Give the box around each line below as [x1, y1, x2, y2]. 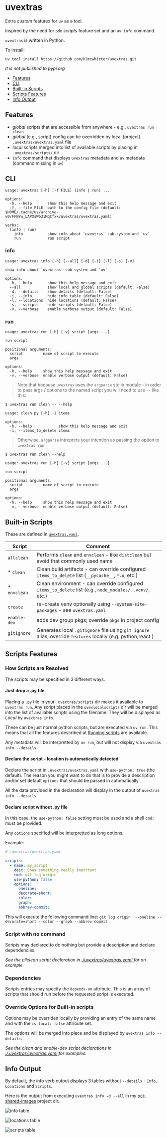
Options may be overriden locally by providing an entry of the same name [5, 1015, 156, 1021]
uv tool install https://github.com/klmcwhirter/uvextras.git [5, 56, 137, 61]
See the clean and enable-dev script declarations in [5, 1045, 112, 1051]
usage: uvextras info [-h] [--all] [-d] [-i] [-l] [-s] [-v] [5, 258, 135, 263]
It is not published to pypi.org [5, 65, 65, 71]
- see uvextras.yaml [58, 606, 106, 613]
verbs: [5, 222, 19, 228]
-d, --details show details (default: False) [9, 289, 112, 294]
